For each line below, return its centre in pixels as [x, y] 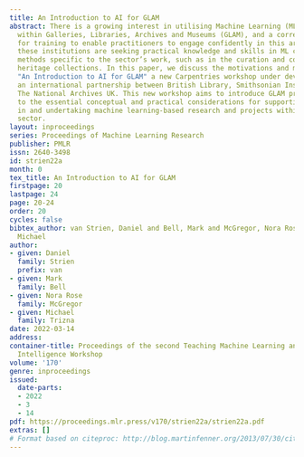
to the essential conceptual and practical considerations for [139, 102]
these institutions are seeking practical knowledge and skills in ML [153, 52]
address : [26, 338]
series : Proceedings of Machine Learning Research [107, 136]
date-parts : [40, 388]
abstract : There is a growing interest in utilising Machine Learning [145, 26]
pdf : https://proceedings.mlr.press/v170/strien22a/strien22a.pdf [137, 422]
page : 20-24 [32, 203]
